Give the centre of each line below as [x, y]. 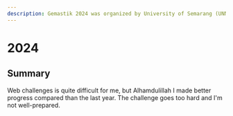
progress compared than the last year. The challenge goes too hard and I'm [115, 97]
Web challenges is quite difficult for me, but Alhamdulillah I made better [109, 90]
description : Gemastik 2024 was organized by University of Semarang [110, 14]
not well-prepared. [34, 105]
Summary [29, 74]
